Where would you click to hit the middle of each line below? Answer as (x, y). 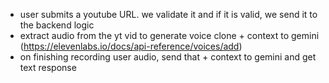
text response (48, 67)
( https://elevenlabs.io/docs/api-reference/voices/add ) (131, 46)
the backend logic (57, 25)
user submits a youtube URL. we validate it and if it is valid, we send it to (168, 14)
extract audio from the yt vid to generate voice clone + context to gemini (169, 35)
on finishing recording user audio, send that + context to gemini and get (168, 57)
